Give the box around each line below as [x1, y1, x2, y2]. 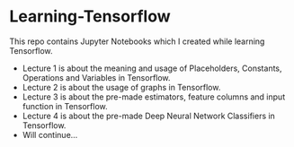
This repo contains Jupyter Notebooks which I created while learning [9, 36, 265, 47]
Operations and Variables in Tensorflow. [22, 72, 171, 82]
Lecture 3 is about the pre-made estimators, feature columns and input [22, 91, 286, 102]
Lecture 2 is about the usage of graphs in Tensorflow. [22, 82, 221, 92]
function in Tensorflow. [22, 100, 108, 111]
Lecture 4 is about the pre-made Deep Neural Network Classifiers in [22, 110, 276, 121]
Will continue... [22, 129, 78, 140]
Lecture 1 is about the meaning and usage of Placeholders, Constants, [22, 63, 282, 73]
